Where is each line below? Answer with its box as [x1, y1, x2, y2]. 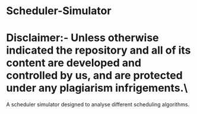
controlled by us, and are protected [6, 69, 183, 82]
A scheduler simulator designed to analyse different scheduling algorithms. [6, 101, 190, 108]
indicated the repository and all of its [6, 44, 191, 57]
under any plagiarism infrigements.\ [6, 82, 188, 95]
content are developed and [6, 56, 141, 70]
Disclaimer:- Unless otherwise [6, 31, 159, 45]
